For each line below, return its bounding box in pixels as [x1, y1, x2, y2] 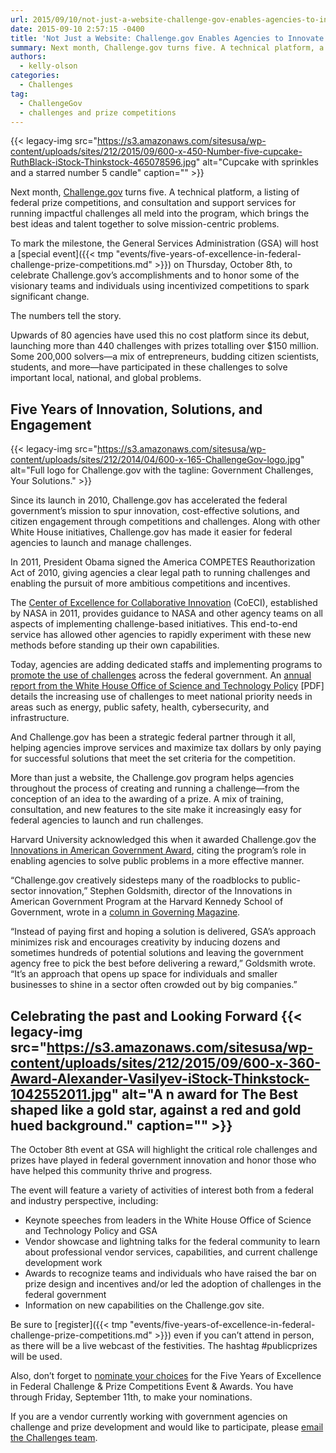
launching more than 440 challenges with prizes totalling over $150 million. [10, 340, 319, 352]
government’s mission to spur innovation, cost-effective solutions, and [10, 505, 300, 517]
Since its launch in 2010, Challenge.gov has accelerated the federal [10, 494, 288, 506]
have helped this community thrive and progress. [10, 1165, 213, 1176]
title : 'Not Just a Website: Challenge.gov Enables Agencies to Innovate [10, 33, 325, 43]
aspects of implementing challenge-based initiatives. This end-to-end [10, 618, 298, 630]
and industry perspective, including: [10, 1195, 159, 1206]
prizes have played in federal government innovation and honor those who [10, 1154, 317, 1166]
